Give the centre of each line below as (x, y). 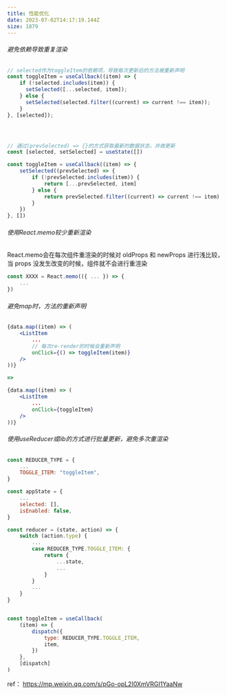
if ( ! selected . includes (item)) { (67, 83)
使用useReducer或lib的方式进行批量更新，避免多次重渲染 (88, 439)
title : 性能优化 (28, 13)
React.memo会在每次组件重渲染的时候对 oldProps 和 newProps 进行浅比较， (116, 255)
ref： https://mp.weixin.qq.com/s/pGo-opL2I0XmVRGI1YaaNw (95, 684)
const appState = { (35, 492)
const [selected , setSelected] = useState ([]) (75, 152)
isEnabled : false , (46, 511)
